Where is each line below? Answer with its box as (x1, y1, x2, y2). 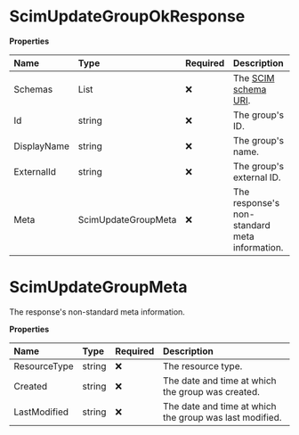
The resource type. (163, 359, 243, 372)
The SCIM (232, 71, 275, 84)
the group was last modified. (163, 411, 282, 423)
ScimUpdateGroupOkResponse (9, 6, 246, 27)
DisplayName (13, 140, 69, 152)
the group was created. (163, 385, 261, 398)
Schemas (13, 83, 53, 95)
